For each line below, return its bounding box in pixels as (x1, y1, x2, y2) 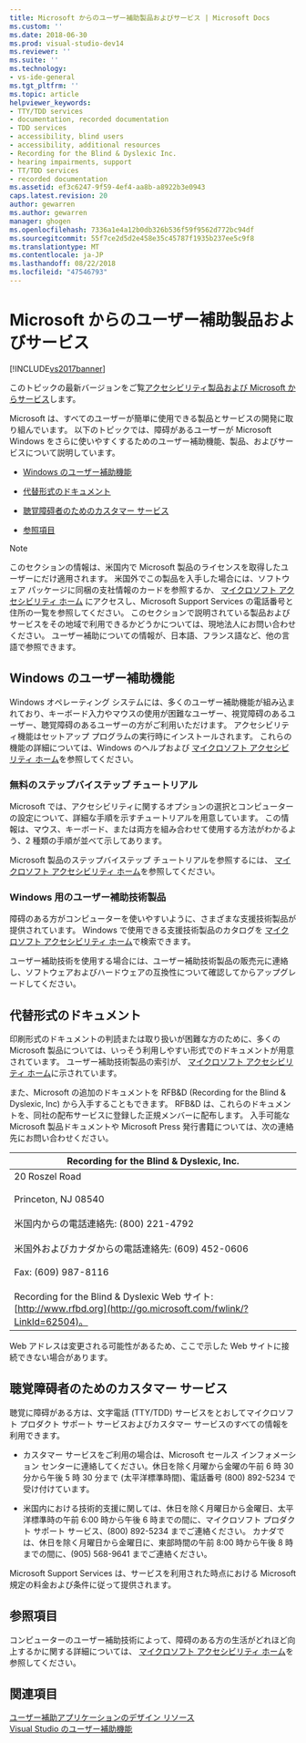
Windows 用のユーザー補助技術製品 (9, 891, 167, 903)
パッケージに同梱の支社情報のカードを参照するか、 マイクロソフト (26, 584, 278, 595)
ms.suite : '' (9, 56, 59, 65)
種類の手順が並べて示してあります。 (32, 835, 167, 846)
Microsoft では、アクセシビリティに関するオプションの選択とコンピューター (9, 800, 294, 811)
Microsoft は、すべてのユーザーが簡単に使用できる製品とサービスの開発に (9, 412, 286, 424)
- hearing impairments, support (9, 157, 132, 167)
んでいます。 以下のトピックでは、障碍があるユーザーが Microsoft (25, 424, 272, 435)
